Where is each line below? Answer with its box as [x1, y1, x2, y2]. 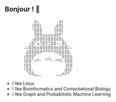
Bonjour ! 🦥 [5, 5, 40, 14]
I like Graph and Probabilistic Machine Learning [12, 91, 111, 97]
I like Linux [12, 80, 35, 86]
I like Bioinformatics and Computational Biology [12, 85, 111, 91]
